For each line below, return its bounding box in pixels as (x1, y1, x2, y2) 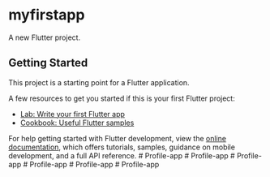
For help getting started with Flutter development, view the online (8, 133, 227, 143)
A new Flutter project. (8, 32, 81, 42)
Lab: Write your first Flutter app (19, 109, 126, 119)
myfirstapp (8, 6, 85, 24)
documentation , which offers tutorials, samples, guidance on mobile (8, 142, 235, 152)
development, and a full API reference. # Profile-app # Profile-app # (8, 150, 235, 160)
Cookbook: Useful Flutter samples (19, 118, 135, 127)
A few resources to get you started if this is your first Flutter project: (8, 93, 235, 103)
